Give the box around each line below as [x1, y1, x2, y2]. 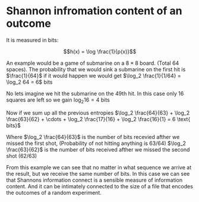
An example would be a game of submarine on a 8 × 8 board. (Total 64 [6, 59, 179, 67]
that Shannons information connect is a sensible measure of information [6, 176, 183, 184]
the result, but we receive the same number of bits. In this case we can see [6, 170, 190, 177]
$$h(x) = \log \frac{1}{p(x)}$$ [63, 48, 137, 55]
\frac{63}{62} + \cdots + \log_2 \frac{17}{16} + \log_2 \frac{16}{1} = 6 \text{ [6, 115, 191, 122]
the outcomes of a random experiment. [6, 189, 102, 196]
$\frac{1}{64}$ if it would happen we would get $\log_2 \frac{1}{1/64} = [6, 72, 181, 79]
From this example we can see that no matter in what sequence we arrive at [6, 163, 192, 171]
